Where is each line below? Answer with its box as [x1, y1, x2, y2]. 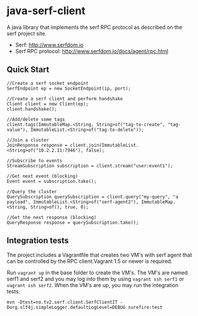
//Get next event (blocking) [6, 173, 78, 179]
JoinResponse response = [6, 142, 68, 148]
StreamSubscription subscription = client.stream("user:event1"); [6, 163, 173, 169]
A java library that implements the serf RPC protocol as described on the [6, 24, 183, 31]
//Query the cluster [6, 189, 58, 195]
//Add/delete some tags [6, 116, 65, 122]
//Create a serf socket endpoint [6, 80, 89, 86]
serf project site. [6, 29, 47, 37]
